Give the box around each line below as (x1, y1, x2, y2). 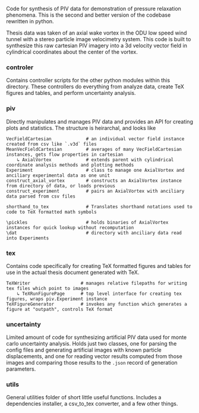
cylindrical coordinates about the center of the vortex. (6, 48, 138, 56)
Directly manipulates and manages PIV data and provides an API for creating (6, 118, 193, 125)
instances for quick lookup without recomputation (6, 224, 134, 230)
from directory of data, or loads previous (6, 183, 116, 189)
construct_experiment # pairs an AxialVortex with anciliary (6, 188, 185, 194)
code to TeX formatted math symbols (6, 209, 97, 215)
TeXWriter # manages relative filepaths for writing (6, 280, 187, 286)
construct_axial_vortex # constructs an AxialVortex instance (6, 177, 182, 184)
